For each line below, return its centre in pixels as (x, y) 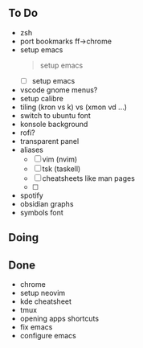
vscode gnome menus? (59, 90)
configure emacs (48, 336)
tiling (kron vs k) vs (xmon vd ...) (73, 107)
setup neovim (43, 293)
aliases (32, 149)
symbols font (42, 212)
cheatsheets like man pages (88, 178)
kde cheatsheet (46, 301)
